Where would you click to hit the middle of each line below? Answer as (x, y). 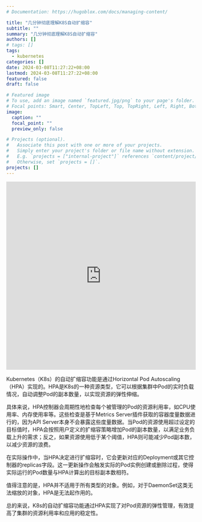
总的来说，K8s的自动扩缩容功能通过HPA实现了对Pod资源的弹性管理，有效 (98, 505)
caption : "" (27, 117)
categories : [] (25, 62)
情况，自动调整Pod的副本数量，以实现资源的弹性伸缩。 (74, 394)
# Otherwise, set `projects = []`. (54, 162)
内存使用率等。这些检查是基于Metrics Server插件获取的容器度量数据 (106, 414)
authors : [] (21, 40)
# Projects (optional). (36, 140)
